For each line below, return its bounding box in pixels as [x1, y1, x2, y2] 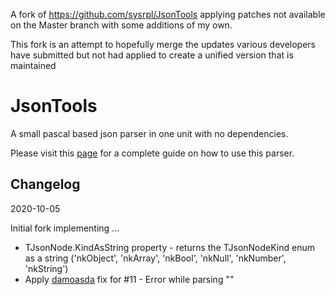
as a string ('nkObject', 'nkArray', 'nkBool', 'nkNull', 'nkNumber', [24, 252, 287, 264]
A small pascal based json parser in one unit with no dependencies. [10, 127, 289, 139]
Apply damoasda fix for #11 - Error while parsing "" [24, 273, 235, 285]
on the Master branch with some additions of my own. [10, 19, 233, 31]
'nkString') [24, 262, 69, 274]
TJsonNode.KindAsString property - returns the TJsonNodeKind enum [24, 241, 316, 253]
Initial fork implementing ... [10, 222, 120, 234]
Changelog [10, 176, 81, 193]
